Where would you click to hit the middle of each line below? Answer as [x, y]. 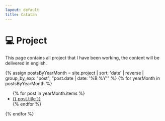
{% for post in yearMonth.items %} [49, 93]
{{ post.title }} [27, 99]
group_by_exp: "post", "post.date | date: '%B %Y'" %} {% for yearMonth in [82, 78]
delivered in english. [26, 63]
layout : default [22, 10]
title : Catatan [21, 15]
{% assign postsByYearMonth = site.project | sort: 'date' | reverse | [75, 73]
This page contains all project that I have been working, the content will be [82, 58]
